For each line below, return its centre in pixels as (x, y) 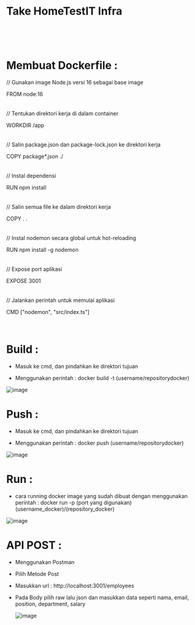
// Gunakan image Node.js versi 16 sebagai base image (75, 82)
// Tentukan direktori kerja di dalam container (62, 113)
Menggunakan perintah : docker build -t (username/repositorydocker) (102, 378)
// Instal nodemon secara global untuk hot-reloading (71, 237)
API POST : (34, 545)
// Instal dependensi (31, 176)
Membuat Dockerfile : (62, 66)
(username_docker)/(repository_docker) (65, 509)
